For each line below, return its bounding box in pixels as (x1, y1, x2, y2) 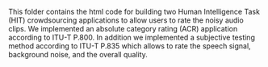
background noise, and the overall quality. (8, 50, 148, 59)
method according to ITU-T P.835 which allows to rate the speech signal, (8, 41, 252, 51)
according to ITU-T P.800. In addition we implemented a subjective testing (8, 32, 256, 42)
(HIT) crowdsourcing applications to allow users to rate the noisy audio (8, 15, 244, 25)
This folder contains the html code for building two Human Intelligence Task (8, 7, 261, 16)
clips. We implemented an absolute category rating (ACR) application (8, 24, 238, 33)
